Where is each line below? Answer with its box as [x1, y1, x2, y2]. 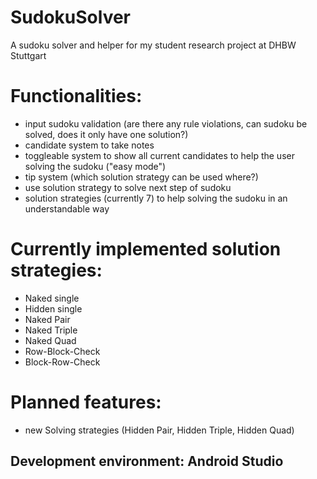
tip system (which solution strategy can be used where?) [24, 171, 259, 183]
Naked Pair [24, 313, 71, 325]
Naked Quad [24, 334, 77, 346]
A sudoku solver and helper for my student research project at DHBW [10, 39, 297, 51]
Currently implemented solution [10, 238, 282, 261]
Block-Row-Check [24, 356, 101, 368]
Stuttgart [10, 49, 47, 61]
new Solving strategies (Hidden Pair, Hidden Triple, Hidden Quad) [24, 424, 295, 436]
